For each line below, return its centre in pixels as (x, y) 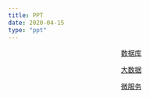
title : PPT (26, 15)
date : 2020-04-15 (36, 23)
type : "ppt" (27, 30)
